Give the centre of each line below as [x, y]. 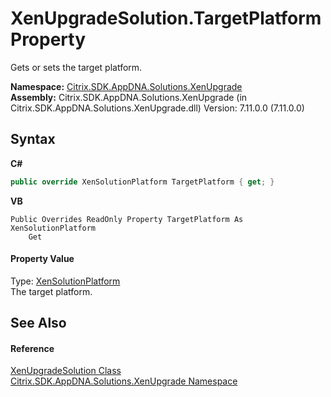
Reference [32, 348]
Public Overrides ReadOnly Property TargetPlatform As [127, 219]
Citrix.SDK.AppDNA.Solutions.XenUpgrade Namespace [124, 381]
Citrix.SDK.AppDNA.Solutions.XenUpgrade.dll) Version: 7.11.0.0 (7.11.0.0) [157, 108]
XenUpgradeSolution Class [66, 371]
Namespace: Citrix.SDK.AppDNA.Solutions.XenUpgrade [126, 86]
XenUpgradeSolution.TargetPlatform [166, 18]
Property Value [42, 259]
